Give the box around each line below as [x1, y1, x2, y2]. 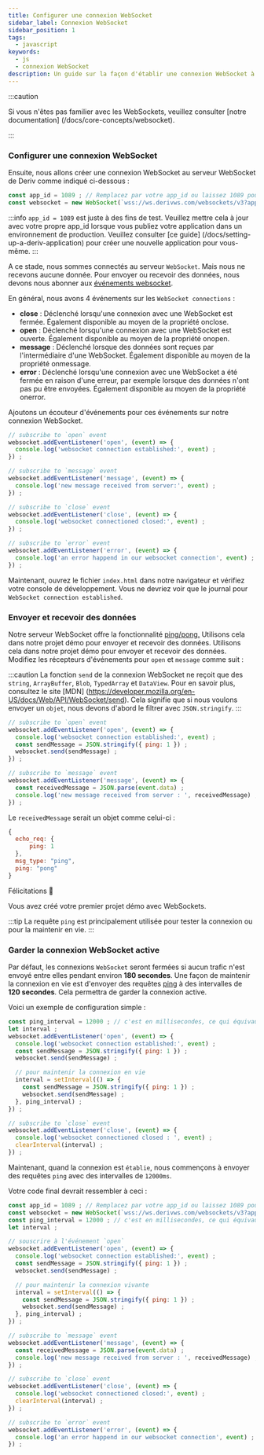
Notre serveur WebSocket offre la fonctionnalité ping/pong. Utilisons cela [8, 630, 245, 639]
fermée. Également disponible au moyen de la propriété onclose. [19, 317, 229, 326]
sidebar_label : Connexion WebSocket [8, 19, 128, 27]
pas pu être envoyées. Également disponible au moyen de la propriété [19, 384, 246, 393]
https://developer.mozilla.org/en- [88, 686, 196, 696]
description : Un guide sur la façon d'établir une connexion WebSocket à [8, 70, 255, 78]
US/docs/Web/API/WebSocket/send [8, 695, 125, 704]
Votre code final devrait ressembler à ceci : [8, 1186, 148, 1196]
